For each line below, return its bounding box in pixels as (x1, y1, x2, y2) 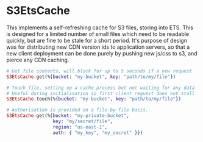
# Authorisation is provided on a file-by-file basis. (6, 107, 149, 113)
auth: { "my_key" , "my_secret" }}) (52, 129, 143, 136)
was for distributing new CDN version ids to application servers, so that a (6, 43, 190, 51)
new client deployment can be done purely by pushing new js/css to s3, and (6, 49, 198, 57)
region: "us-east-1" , (52, 124, 108, 130)
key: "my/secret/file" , (52, 118, 113, 125)
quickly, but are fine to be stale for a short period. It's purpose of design (6, 37, 188, 44)
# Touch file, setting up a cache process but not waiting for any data (6, 85, 195, 91)
